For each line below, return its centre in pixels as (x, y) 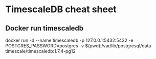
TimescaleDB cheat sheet (61, 9)
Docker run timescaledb (44, 28)
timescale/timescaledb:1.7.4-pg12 (40, 51)
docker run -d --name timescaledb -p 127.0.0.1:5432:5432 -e (70, 40)
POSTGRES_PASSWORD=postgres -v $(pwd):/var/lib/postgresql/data (78, 46)
